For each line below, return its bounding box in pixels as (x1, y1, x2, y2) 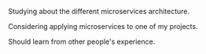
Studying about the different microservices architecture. (8, 7, 190, 16)
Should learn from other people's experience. (8, 37, 156, 46)
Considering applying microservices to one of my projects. (8, 22, 198, 31)
